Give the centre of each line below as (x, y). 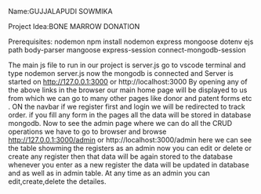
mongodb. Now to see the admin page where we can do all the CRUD (120, 123)
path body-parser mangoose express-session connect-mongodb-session (127, 50)
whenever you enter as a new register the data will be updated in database (129, 165)
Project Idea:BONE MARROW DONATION (74, 26)
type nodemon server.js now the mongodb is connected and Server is (121, 73)
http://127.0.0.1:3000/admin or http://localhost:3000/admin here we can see (130, 140)
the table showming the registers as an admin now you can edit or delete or (130, 148)
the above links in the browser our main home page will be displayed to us (128, 90)
